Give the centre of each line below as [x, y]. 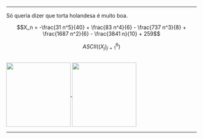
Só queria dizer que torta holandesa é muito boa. [67, 15]
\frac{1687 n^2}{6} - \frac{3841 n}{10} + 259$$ [101, 34]
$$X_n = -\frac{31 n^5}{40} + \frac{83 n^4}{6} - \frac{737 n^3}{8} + [101, 27]
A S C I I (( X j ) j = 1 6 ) [101, 47]
